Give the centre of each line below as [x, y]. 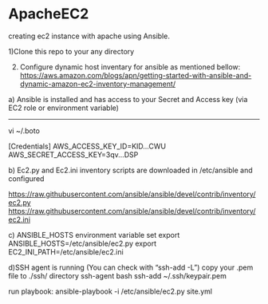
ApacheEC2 [49, 14]
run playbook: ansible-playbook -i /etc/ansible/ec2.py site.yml [110, 291]
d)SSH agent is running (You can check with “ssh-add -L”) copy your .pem [131, 267]
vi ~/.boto [24, 130]
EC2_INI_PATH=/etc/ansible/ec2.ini [66, 251]
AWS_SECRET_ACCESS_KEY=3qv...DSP [73, 154]
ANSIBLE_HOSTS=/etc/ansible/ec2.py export [83, 243]
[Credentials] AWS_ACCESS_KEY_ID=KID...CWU [87, 146]
